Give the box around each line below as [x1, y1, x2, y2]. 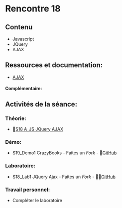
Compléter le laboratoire [12, 197, 62, 203]
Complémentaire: [5, 86, 42, 92]
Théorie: [5, 115, 26, 122]
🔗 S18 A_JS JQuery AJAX [12, 126, 64, 132]
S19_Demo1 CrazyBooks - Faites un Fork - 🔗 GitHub [12, 150, 117, 156]
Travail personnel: [5, 186, 50, 193]
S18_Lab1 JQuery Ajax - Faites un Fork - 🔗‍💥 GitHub [12, 174, 116, 180]
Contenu [5, 23, 33, 31]
